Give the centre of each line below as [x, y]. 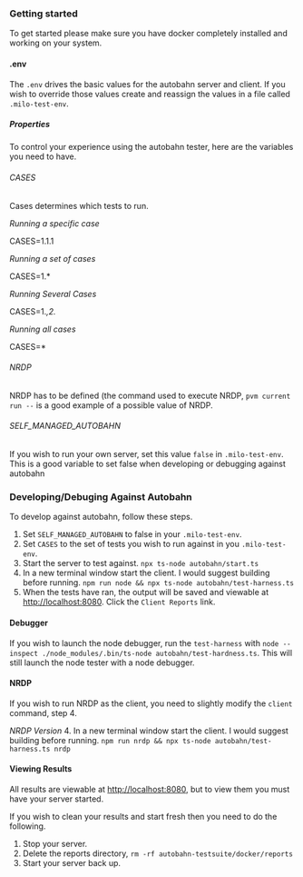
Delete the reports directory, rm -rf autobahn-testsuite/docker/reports [157, 853]
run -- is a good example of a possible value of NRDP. [111, 405]
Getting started [44, 14]
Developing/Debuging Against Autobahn [101, 497]
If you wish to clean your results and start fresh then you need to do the [143, 816]
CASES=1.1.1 [32, 241]
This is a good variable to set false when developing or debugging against [147, 464]
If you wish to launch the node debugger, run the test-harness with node [144, 643]
